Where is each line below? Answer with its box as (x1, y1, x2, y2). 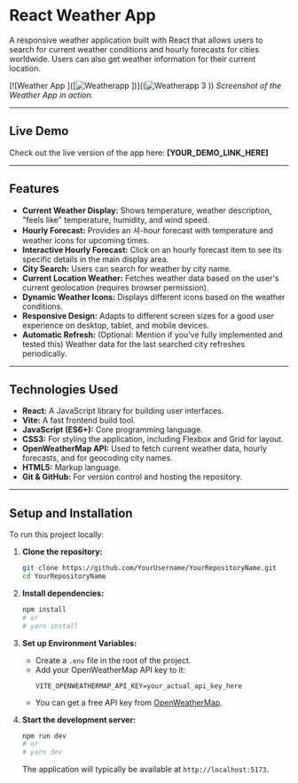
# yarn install (21, 621, 79, 630)
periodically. (21, 348, 67, 359)
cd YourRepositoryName (21, 572, 106, 581)
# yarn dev (21, 747, 63, 757)
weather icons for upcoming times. (21, 234, 150, 245)
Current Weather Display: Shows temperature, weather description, (21, 205, 272, 216)
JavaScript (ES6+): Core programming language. (21, 424, 204, 435)
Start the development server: (21, 714, 137, 724)
